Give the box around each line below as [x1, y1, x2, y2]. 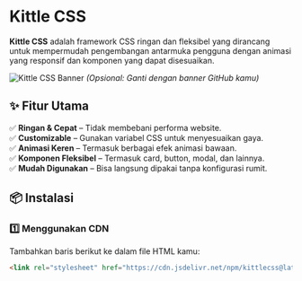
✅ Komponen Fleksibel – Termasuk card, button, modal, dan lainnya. [9, 153, 265, 163]
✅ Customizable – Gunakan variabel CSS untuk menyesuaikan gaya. [9, 132, 263, 143]
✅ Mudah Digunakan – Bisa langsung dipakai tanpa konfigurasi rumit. [9, 162, 268, 173]
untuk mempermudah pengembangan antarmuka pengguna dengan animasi [9, 45, 292, 56]
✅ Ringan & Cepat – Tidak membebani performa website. [9, 122, 222, 133]
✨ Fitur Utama [9, 99, 90, 114]
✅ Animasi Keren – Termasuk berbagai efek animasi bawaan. [9, 142, 237, 154]
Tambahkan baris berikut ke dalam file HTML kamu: [9, 246, 200, 257]
